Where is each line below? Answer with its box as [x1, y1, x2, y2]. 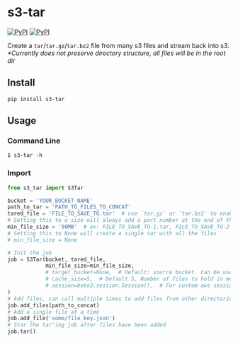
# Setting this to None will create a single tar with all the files [7, 230, 217, 237]
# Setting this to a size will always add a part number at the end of [7, 217, 223, 224]
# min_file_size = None [7, 236, 78, 244]
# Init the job [7, 249, 52, 256]
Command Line [7, 136, 61, 146]
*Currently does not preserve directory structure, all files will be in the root [7, 49, 226, 57]
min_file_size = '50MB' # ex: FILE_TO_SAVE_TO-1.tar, [7, 223, 173, 230]
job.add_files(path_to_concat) [7, 302, 100, 309]
